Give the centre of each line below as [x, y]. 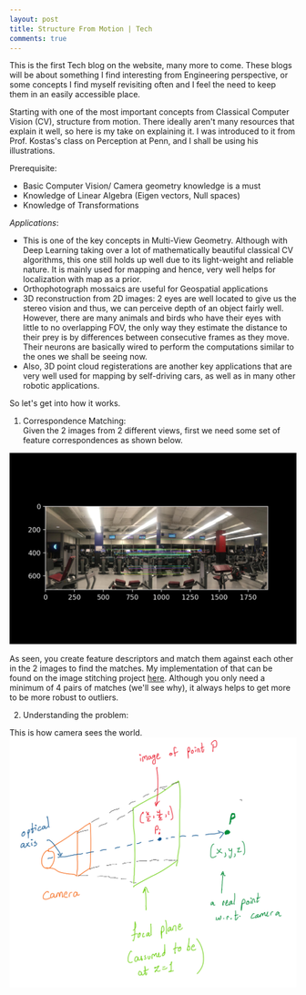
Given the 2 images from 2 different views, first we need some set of [151, 431]
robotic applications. [61, 386]
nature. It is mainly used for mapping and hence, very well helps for [149, 269]
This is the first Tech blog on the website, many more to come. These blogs [151, 66]
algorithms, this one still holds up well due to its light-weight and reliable [158, 260]
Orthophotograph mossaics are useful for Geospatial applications [145, 289]
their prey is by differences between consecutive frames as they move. [156, 338]
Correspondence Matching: [74, 421]
